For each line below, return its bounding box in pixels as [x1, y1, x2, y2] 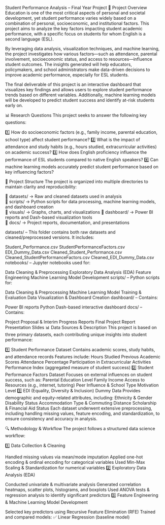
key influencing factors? [5, 169, 54, 175]
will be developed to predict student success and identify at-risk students [5, 97, 155, 103]
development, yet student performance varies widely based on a [5, 15, 136, 21]
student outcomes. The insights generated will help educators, [5, 62, 132, 67]
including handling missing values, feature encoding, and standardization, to [5, 411, 160, 416]
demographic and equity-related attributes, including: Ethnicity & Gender [5, 395, 153, 401]
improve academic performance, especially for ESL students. [5, 72, 129, 77]
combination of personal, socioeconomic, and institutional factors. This [5, 20, 149, 26]
